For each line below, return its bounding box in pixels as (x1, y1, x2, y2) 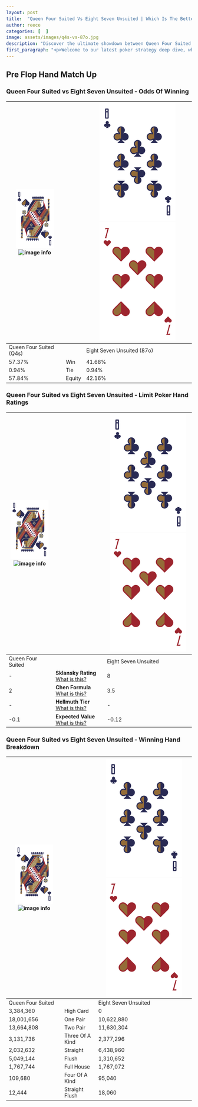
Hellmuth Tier (55, 698, 90, 705)
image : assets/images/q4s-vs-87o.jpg (6, 34, 99, 41)
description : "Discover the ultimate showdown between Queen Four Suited (6, 41, 192, 47)
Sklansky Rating (55, 669, 97, 676)
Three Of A (64, 1032, 91, 1040)
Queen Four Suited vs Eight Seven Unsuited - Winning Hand (6, 735, 181, 744)
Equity (65, 375, 81, 382)
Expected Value (55, 713, 95, 720)
